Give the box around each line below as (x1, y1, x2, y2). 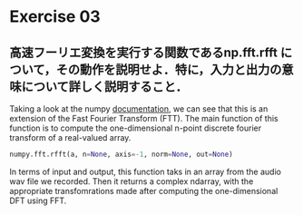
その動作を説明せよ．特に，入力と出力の (55, 62, 282, 77)
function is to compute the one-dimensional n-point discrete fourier (9, 122, 261, 133)
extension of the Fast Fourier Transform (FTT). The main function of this (9, 113, 279, 123)
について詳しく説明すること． (21, 79, 188, 94)
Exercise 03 (9, 6, 102, 27)
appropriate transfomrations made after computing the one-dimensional (9, 185, 279, 196)
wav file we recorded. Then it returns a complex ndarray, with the (9, 175, 254, 187)
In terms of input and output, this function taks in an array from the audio (9, 166, 281, 177)
